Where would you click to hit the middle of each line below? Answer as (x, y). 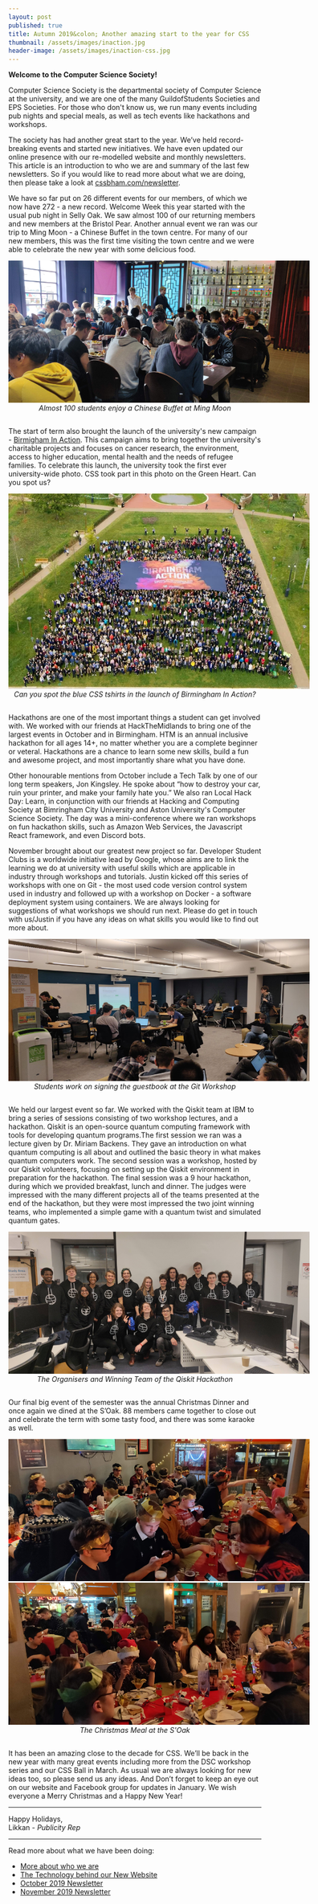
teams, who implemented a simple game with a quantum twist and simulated (135, 1211)
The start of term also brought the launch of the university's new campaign (132, 431)
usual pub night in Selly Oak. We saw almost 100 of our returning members (132, 215)
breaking (23, 149)
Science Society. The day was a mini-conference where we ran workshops (132, 818)
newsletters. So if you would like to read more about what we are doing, (127, 174)
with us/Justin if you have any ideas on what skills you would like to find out (133, 919)
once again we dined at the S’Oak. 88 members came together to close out (132, 1411)
